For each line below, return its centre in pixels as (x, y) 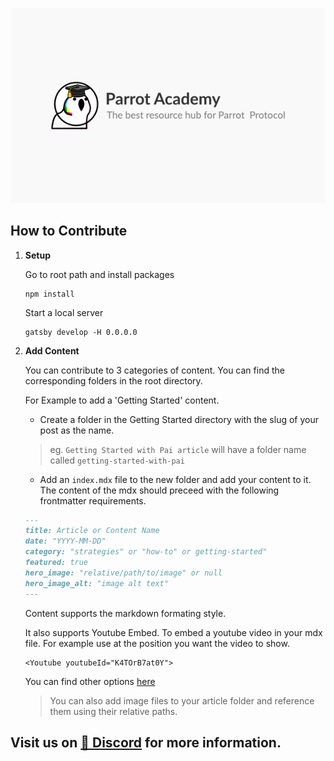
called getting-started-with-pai (117, 460)
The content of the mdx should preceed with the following (159, 490)
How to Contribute (69, 231)
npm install (49, 294)
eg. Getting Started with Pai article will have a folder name (178, 449)
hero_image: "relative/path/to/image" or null (123, 573)
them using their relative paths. (113, 711)
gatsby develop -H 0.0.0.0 (81, 332)
